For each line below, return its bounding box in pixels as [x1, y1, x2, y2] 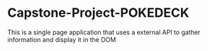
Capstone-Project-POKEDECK [7, 5, 190, 21]
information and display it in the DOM [7, 35, 116, 43]
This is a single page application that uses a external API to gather [7, 28, 201, 36]
